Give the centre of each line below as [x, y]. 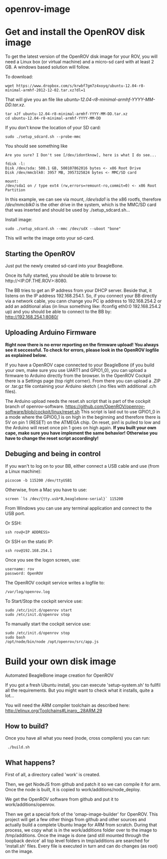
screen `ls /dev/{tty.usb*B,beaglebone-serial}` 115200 [64, 499]
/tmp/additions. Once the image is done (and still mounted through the [77, 836]
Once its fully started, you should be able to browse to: [61, 275]
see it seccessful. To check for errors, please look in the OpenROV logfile [82, 350]
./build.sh [18, 747]
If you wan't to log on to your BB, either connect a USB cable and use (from [82, 466]
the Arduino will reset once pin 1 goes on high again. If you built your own [81, 427]
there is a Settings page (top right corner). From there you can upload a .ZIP [83, 381]
